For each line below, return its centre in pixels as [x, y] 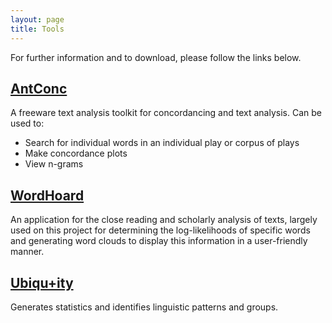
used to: [27, 123]
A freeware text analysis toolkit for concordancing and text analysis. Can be [166, 113]
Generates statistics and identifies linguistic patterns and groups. [144, 307]
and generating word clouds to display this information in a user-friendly [159, 241]
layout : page [37, 19]
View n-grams [54, 164]
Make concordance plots [76, 153]
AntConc [39, 88]
